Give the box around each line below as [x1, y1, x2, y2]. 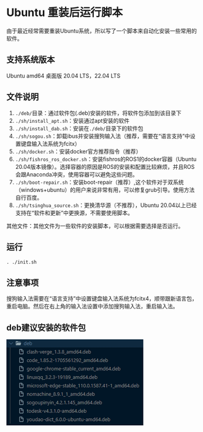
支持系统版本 [6, 55, 55, 65]
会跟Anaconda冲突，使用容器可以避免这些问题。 [15, 170, 138, 178]
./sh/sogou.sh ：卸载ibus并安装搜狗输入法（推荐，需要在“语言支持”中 [15, 132, 190, 139]
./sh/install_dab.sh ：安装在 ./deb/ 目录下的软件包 [15, 124, 144, 132]
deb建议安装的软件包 [6, 322, 86, 332]
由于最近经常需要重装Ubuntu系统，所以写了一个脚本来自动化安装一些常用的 [6, 27, 197, 34]
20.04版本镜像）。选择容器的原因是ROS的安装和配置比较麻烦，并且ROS [15, 163, 195, 170]
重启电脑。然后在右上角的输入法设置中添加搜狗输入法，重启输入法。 [6, 302, 178, 310]
